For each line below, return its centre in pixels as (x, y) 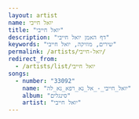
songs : (19, 74)
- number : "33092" (46, 81)
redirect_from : (33, 59)
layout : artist (33, 15)
